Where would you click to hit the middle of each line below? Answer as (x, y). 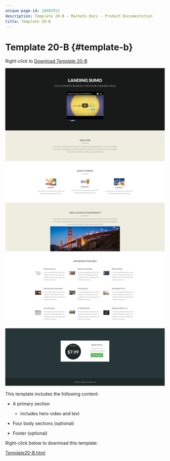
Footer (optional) (30, 433)
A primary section (31, 404)
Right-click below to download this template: (52, 443)
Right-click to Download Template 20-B (46, 61)
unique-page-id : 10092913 (32, 11)
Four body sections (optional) (43, 423)
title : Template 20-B (28, 21)
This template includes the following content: (52, 394)
